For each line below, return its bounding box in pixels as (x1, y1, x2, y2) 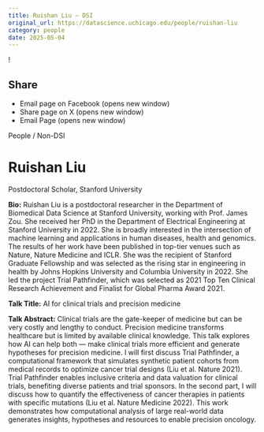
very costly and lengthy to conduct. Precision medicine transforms (8, 322, 225, 332)
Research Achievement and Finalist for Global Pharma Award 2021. (8, 284, 225, 292)
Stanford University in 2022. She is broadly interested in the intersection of (8, 225, 251, 234)
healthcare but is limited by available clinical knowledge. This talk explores (8, 331, 250, 340)
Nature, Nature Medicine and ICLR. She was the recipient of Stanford (8, 250, 232, 259)
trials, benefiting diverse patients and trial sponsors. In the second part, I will (8, 382, 257, 390)
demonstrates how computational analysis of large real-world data (8, 407, 225, 415)
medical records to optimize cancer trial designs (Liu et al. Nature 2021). (8, 364, 243, 374)
